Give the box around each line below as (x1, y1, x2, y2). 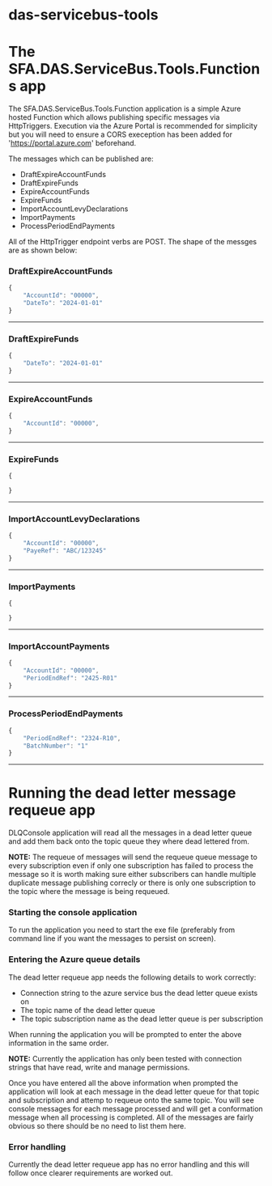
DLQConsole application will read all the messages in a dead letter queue (8, 828, 253, 838)
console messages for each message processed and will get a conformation (8, 1103, 263, 1113)
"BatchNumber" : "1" (23, 742, 89, 750)
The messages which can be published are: (8, 154, 154, 163)
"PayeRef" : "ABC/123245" (23, 546, 107, 555)
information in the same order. (8, 1038, 109, 1048)
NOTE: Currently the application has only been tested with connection (8, 1053, 243, 1063)
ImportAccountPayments (8, 641, 110, 652)
